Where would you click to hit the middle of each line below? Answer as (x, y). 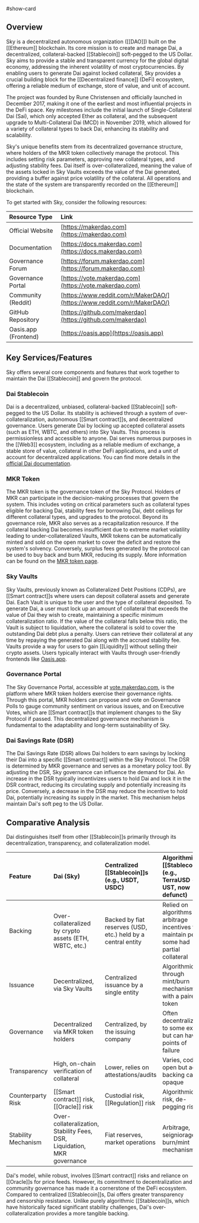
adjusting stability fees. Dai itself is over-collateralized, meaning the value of (99, 165)
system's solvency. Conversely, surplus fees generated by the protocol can (98, 549)
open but (175, 1067)
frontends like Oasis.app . (36, 659)
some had (176, 942)
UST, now (176, 887)
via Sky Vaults (73, 988)
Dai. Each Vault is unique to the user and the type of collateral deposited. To (99, 602)
